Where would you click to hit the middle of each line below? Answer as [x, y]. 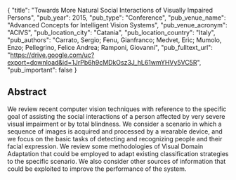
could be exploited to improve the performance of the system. [97, 169]
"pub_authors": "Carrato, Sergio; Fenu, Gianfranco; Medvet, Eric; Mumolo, [114, 40]
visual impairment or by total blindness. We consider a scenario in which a [115, 124]
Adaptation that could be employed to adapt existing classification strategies [118, 153]
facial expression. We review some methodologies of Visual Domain [105, 146]
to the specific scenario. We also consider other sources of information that [117, 161]
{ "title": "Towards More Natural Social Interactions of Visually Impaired [110, 10]
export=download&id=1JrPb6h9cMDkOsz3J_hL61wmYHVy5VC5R [102, 62]
